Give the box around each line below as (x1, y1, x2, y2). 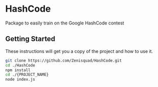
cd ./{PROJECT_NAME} (5, 72, 49, 77)
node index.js (5, 77, 36, 82)
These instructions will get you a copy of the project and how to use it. (5, 48, 153, 54)
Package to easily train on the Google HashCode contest (5, 20, 124, 26)
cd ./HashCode (5, 63, 36, 68)
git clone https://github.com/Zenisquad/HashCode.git (5, 58, 122, 63)
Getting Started (5, 35, 56, 43)
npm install (5, 67, 31, 73)
